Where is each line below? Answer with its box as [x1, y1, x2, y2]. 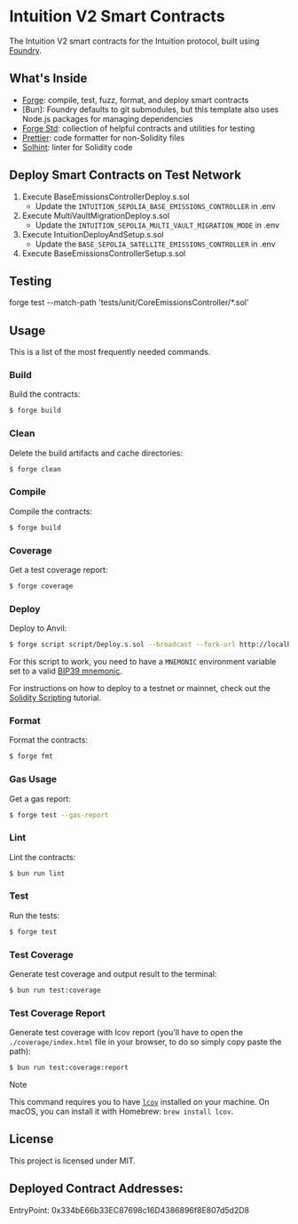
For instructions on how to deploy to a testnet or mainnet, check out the [9, 683, 271, 694]
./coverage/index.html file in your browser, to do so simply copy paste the [9, 1036, 282, 1047]
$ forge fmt [9, 752, 53, 761]
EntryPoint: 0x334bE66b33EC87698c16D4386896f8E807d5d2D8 [9, 1204, 250, 1215]
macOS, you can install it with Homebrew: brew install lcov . [9, 1106, 233, 1117]
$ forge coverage [9, 582, 74, 591]
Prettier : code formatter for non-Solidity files [21, 132, 185, 143]
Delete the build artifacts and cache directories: [9, 447, 184, 458]
